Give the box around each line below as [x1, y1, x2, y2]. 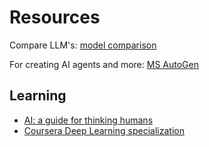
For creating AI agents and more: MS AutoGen [9, 58, 199, 70]
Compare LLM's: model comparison [9, 39, 157, 51]
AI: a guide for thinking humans [23, 114, 154, 126]
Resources [9, 6, 101, 29]
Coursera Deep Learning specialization [23, 124, 185, 136]
